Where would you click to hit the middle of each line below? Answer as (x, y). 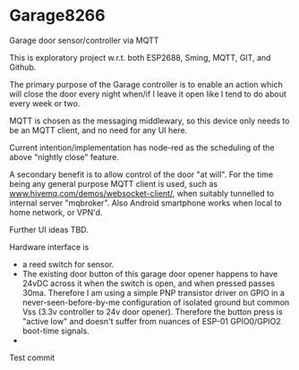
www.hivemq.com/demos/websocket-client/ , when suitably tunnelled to (142, 193)
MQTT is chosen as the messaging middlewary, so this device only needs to (149, 121)
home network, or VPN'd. (56, 212)
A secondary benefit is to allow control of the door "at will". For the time (141, 174)
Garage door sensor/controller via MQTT (84, 40)
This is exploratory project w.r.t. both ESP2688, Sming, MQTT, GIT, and (140, 57)
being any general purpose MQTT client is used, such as (113, 183)
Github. (23, 67)
